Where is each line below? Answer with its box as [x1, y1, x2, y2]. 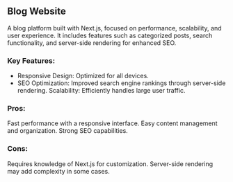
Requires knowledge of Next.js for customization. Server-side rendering [7, 159, 214, 168]
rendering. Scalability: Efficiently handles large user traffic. [17, 87, 186, 95]
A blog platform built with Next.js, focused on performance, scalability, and [7, 24, 222, 32]
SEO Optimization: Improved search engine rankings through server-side [17, 79, 226, 87]
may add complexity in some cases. [7, 167, 110, 175]
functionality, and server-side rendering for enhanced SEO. [7, 38, 177, 47]
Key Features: [7, 55, 56, 65]
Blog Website [7, 6, 66, 17]
